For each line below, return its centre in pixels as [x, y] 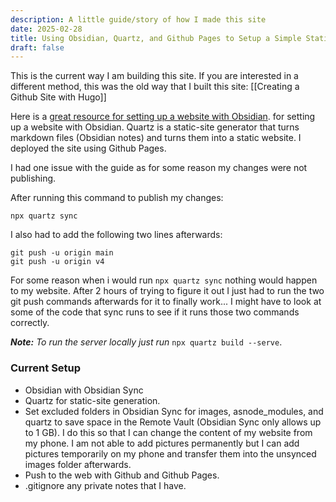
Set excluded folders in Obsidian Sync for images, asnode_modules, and [174, 411]
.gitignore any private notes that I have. [105, 485]
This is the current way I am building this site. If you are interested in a [154, 76]
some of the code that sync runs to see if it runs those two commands [155, 312]
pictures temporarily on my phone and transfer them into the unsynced [170, 453]
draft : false [37, 47]
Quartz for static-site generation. [92, 400]
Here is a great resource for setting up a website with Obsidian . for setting [163, 117]
